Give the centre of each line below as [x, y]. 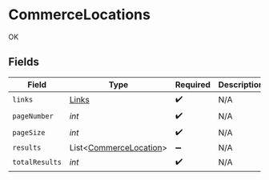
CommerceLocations [79, 15]
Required [193, 84]
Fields [24, 62]
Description [241, 84]
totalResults [37, 162]
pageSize [29, 133]
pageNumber [33, 116]
